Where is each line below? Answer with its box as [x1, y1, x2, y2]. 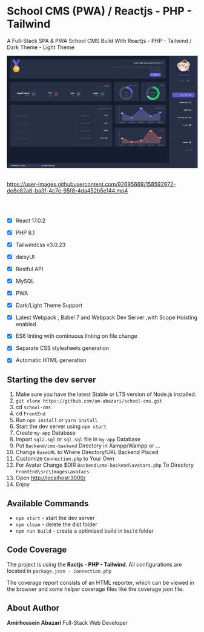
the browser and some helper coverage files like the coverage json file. [7, 585, 184, 593]
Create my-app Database [15, 429, 76, 436]
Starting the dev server [7, 374, 96, 385]
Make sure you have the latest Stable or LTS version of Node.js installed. [15, 390, 197, 398]
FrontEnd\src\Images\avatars [15, 469, 90, 475]
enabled [15, 321, 36, 328]
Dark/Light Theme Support [15, 301, 83, 309]
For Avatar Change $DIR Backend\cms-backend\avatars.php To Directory [15, 461, 194, 469]
